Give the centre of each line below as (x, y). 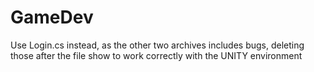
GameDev (52, 17)
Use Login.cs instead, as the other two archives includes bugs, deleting (157, 45)
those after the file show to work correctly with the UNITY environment (156, 55)
